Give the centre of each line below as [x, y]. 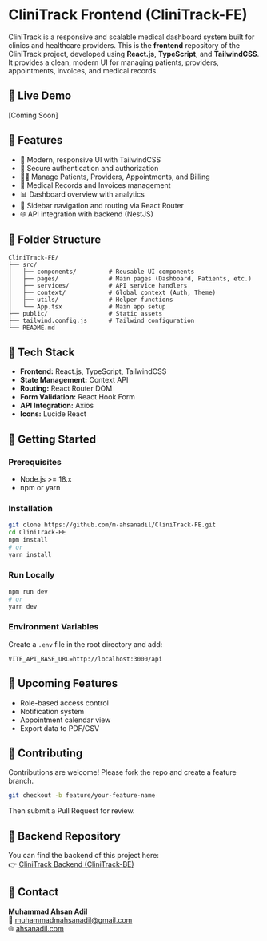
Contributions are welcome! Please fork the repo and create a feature [123, 772]
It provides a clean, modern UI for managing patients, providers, [114, 62]
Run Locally [32, 575]
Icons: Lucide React [53, 414]
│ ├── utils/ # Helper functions [91, 300]
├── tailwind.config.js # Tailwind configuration [102, 321]
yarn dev [23, 606]
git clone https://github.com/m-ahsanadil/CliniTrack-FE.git [112, 525]
